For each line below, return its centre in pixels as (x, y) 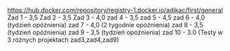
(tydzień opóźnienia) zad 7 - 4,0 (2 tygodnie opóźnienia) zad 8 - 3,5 (105, 25)
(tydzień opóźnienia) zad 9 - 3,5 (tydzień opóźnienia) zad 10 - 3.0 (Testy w (115, 32)
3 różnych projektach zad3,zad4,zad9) (63, 40)
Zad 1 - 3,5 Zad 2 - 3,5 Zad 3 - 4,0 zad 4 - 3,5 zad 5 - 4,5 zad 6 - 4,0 (106, 17)
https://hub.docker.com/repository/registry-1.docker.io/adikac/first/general (115, 10)
